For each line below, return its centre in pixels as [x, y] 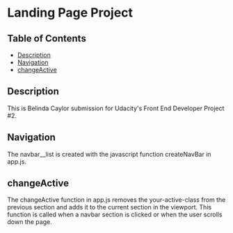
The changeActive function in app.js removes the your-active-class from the [116, 200]
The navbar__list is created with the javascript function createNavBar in [109, 154]
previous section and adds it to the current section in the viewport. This [110, 207]
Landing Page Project [70, 13]
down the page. [30, 222]
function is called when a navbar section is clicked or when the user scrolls [115, 215]
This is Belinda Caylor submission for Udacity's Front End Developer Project [116, 108]
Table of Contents [47, 38]
